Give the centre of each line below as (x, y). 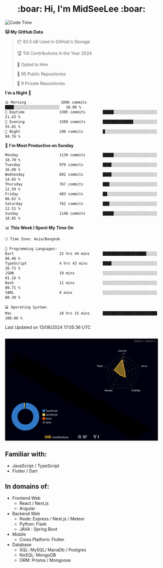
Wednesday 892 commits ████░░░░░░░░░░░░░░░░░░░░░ (81, 174)
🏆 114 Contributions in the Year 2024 (54, 53)
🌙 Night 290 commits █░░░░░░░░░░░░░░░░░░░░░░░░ (81, 132)
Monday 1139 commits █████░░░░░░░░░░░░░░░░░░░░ (81, 155)
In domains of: (27, 486)
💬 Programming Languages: (31, 249)
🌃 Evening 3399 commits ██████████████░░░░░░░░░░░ (81, 122)
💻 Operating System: (27, 307)
